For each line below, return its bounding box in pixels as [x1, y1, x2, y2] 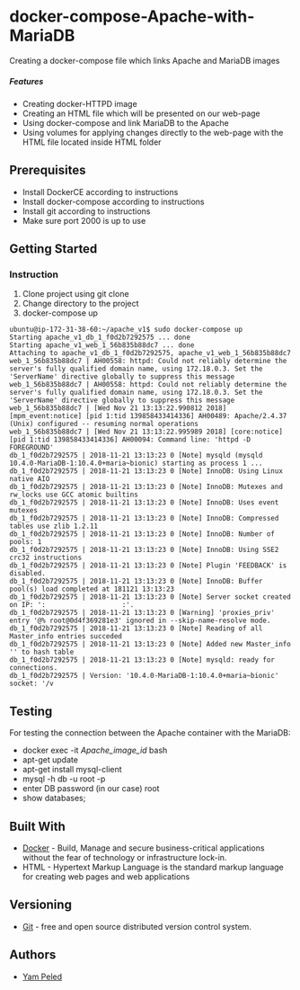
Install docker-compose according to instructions [22, 196, 205, 207]
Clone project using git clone [22, 289, 129, 299]
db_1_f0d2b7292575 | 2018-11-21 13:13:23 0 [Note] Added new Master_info [9, 640, 292, 649]
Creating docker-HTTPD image [22, 98, 137, 109]
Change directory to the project [22, 299, 139, 309]
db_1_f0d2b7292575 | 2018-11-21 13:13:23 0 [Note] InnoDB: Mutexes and [9, 483, 283, 492]
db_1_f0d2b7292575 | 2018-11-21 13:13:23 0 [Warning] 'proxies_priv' [9, 609, 276, 618]
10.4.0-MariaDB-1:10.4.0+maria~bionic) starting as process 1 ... [9, 459, 263, 468]
